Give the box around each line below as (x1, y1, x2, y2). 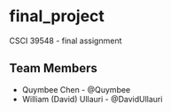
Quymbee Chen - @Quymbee (21, 84, 131, 94)
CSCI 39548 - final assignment (9, 35, 122, 46)
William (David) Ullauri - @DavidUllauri (21, 93, 163, 104)
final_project (9, 6, 105, 26)
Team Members (9, 61, 97, 76)
